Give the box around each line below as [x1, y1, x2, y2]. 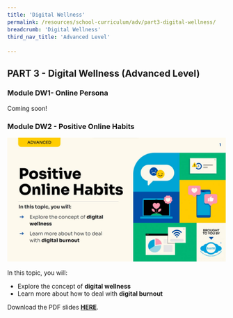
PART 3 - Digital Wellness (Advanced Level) [7, 67, 200, 79]
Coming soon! [7, 104, 47, 112]
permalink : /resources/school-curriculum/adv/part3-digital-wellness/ [7, 18, 216, 26]
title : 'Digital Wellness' [7, 11, 86, 18]
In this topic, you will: [7, 268, 68, 277]
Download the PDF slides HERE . [7, 303, 99, 311]
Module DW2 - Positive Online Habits [7, 121, 135, 131]
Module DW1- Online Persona [7, 88, 109, 98]
